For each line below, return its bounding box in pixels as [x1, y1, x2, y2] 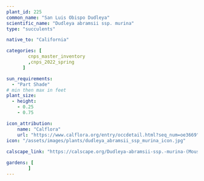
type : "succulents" [6, 26, 56, 32]
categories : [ [6, 48, 42, 54]
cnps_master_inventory [28, 53, 86, 60]
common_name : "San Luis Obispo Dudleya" [6, 15, 110, 21]
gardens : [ [6, 160, 34, 166]
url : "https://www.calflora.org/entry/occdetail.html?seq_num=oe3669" [17, 132, 200, 138]
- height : [12, 98, 36, 104]
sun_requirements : [6, 75, 53, 82]
